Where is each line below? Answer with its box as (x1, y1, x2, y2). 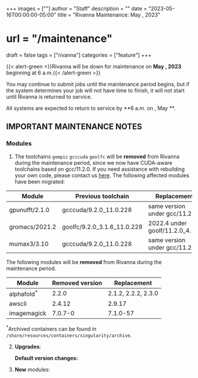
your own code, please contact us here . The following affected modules (14, 171, 190, 179)
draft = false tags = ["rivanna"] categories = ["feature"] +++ (6, 51, 152, 58)
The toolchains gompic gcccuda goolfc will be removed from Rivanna (14, 153, 180, 160)
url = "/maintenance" (6, 32, 113, 45)
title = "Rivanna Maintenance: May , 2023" (57, 11, 161, 18)
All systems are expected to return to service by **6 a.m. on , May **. (6, 105, 176, 112)
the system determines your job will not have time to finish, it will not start (6, 87, 185, 94)
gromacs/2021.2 (9, 223, 57, 231)
